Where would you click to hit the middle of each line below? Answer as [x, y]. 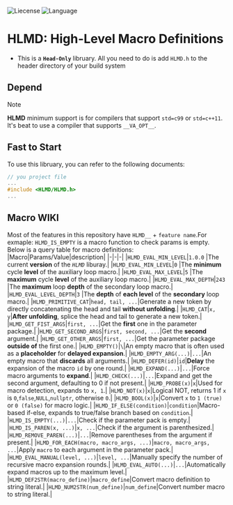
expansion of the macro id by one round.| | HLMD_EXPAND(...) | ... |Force [109, 368]
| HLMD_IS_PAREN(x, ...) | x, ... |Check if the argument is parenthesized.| [111, 427]
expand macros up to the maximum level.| [67, 472]
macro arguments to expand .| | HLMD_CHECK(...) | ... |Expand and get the [110, 375]
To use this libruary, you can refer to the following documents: [96, 164]
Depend [25, 88]
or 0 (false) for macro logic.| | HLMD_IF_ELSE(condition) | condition [102, 405]
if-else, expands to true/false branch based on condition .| [110, 412]
